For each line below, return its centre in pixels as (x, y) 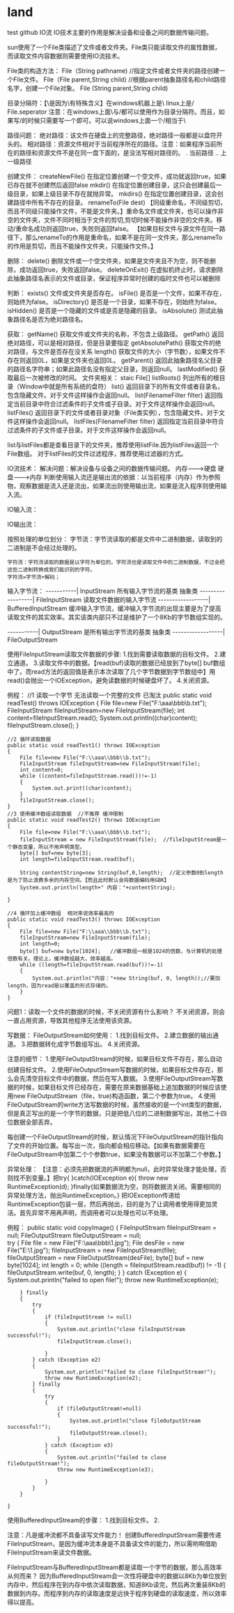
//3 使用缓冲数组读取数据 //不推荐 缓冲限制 (65, 813)
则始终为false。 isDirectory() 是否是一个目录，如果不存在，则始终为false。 (114, 301)
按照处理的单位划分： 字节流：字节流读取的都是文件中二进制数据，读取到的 (115, 539)
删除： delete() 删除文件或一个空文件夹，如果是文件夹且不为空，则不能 (109, 261)
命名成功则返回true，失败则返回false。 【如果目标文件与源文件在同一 (121, 228)
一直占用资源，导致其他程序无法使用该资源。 (71, 1020)
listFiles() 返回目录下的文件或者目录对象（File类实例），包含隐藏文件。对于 (113, 412)
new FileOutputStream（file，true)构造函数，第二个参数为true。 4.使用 (114, 1095)
